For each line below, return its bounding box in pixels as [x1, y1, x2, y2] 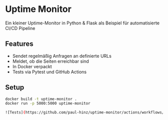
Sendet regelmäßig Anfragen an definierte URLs [12, 53, 111, 59]
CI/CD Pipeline [5, 25, 35, 31]
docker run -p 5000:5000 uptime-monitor [5, 101, 91, 106]
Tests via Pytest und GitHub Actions [12, 69, 86, 75]
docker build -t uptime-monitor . [5, 96, 77, 102]
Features [5, 40, 33, 48]
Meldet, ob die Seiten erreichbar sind [12, 58, 89, 64]
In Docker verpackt [12, 63, 52, 69]
